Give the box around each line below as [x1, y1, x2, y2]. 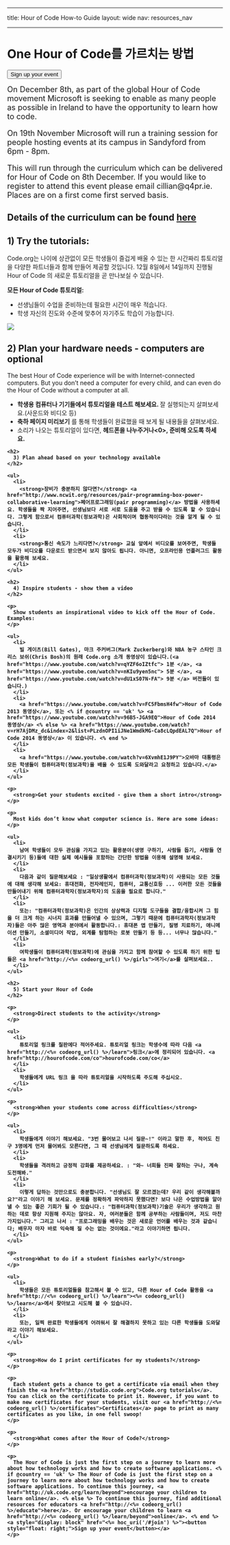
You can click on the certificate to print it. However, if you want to [7, 1392, 219, 1399]
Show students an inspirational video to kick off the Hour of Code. [13, 609, 216, 616]
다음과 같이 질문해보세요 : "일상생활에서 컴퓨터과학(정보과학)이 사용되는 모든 [19, 874, 208, 880]
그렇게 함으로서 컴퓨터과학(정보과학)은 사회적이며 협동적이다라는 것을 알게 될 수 [18, 513, 213, 520]
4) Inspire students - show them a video [13, 585, 133, 592]
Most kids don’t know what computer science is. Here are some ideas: [13, 815, 219, 822]
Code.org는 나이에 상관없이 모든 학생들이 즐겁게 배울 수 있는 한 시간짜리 [7, 254, 200, 263]
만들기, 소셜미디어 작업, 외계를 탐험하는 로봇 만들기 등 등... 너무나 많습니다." [19, 929, 217, 936]
